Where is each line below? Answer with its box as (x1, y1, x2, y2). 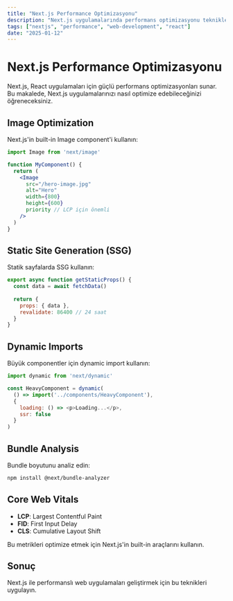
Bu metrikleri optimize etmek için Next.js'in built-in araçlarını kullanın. (7, 540, 205, 548)
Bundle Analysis (7, 442, 80, 454)
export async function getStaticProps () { (7, 276, 132, 284)
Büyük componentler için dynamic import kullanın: (7, 359, 150, 368)
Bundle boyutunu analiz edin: (7, 461, 90, 469)
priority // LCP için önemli (25, 206, 110, 213)
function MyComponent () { (7, 161, 82, 168)
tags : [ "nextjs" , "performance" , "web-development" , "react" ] (7, 23, 191, 30)
